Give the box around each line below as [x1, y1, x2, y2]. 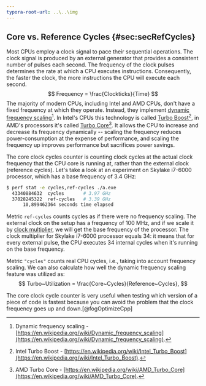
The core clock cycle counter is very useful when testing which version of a [6, 292, 198, 299]
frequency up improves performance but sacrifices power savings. [6, 141, 175, 148]
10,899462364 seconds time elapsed [22, 202, 114, 208]
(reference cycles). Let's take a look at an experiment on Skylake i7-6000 [6, 166, 192, 173]
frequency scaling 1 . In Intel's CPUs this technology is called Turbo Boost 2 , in [6, 113, 199, 122]
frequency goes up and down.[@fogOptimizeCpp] [6, 305, 133, 312]
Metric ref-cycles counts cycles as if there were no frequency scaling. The [6, 213, 197, 220]
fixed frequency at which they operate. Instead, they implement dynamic [6, 106, 190, 114]
